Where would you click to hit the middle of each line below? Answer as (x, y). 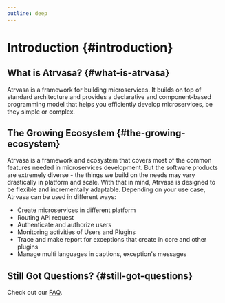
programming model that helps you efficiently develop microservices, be (110, 104)
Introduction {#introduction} (90, 47)
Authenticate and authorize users (64, 225)
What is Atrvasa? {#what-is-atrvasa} (88, 73)
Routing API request (45, 218)
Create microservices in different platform (76, 210)
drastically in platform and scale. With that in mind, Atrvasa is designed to (111, 182)
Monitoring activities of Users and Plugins (76, 232)
